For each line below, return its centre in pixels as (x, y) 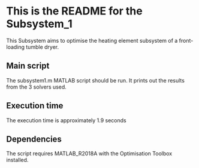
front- (186, 40)
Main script (28, 66)
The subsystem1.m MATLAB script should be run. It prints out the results (95, 80)
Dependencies (34, 139)
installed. (17, 160)
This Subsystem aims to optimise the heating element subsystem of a (92, 40)
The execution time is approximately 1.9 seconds (67, 120)
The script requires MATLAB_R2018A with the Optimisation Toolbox (89, 154)
